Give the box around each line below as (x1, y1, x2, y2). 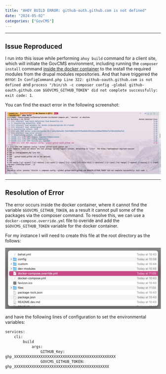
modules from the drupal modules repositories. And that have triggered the (5, 71, 158, 77)
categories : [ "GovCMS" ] (5, 18, 54, 23)
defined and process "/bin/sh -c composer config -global (5, 82, 127, 88)
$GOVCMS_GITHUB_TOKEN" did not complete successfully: (42, 88, 158, 93)
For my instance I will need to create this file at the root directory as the (5, 232, 150, 238)
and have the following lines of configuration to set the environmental (5, 313, 147, 320)
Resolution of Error (5, 189, 64, 197)
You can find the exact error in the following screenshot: (5, 102, 120, 108)
